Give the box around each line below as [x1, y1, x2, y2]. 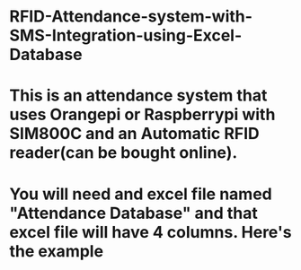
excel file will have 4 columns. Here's [9, 222, 292, 242]
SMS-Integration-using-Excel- [9, 25, 243, 46]
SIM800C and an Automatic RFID [9, 124, 261, 144]
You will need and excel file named [9, 184, 272, 204]
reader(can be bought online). [9, 143, 238, 163]
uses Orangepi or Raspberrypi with [9, 105, 276, 125]
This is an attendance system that [9, 85, 268, 106]
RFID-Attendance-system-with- [9, 6, 253, 27]
